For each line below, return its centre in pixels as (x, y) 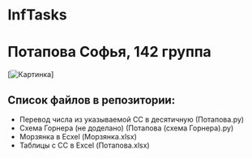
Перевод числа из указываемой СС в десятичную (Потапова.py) (132, 119)
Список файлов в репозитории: (92, 100)
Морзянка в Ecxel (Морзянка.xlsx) (78, 136)
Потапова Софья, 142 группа (109, 52)
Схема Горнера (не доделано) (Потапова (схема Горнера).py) (126, 128)
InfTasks (37, 15)
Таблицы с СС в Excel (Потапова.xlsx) (85, 145)
